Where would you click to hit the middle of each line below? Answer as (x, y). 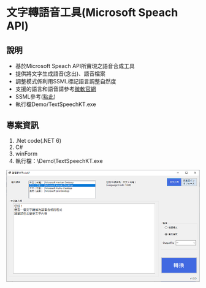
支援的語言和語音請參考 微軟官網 (55, 89)
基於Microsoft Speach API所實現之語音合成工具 (75, 66)
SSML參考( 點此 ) (36, 97)
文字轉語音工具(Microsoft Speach (92, 13)
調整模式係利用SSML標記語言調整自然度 (66, 81)
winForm (26, 153)
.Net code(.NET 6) (38, 140)
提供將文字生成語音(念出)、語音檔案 (60, 74)
